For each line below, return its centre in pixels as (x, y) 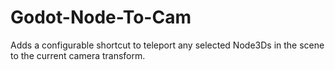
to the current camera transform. (78, 55)
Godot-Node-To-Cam (101, 17)
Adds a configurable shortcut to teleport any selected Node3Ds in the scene (167, 45)
